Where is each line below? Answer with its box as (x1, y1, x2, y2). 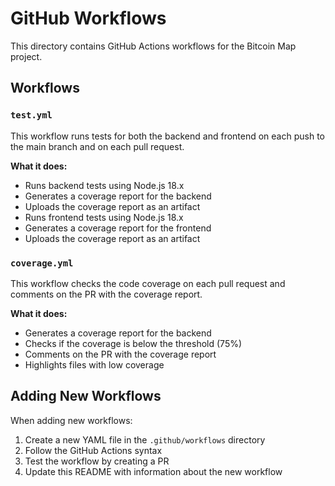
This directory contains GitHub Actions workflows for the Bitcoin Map (10, 40, 297, 52)
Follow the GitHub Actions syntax (24, 444, 163, 456)
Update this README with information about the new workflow (24, 465, 283, 477)
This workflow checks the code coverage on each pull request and (10, 277, 286, 289)
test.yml (10, 110, 53, 121)
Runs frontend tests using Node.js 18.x (24, 211, 184, 223)
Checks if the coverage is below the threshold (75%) (24, 337, 243, 349)
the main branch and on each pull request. (10, 140, 185, 152)
